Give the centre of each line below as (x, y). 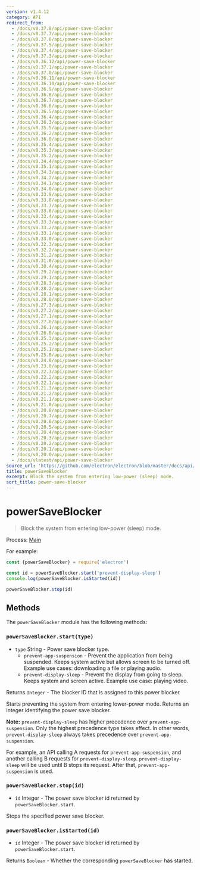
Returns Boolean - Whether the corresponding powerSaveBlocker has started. (100, 860)
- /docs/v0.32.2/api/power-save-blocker (62, 250)
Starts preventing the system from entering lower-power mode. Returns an (98, 704)
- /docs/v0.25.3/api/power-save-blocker (62, 338)
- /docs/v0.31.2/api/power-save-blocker (62, 255)
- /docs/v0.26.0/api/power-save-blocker (62, 333)
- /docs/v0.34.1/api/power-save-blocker (62, 183)
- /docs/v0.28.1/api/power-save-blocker (62, 294)
